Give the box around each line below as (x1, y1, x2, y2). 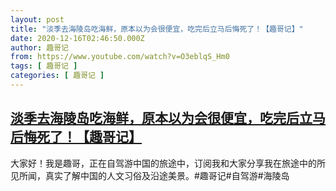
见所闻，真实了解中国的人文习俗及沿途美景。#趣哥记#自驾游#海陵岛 (10, 169, 290, 181)
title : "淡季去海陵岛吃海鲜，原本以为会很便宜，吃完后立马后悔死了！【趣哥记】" (10, 24, 304, 34)
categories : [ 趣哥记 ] (10, 71, 105, 81)
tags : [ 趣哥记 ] (10, 61, 78, 71)
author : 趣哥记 (10, 42, 69, 53)
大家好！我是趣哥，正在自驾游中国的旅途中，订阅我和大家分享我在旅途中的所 (10, 157, 326, 169)
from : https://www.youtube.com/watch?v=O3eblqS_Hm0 (10, 52, 230, 62)
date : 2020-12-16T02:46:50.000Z (10, 33, 145, 43)
